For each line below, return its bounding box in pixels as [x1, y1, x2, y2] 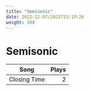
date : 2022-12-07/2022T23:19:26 [6, 14, 84, 20]
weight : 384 [6, 19, 35, 25]
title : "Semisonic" [6, 8, 53, 15]
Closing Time [9, 75, 45, 83]
